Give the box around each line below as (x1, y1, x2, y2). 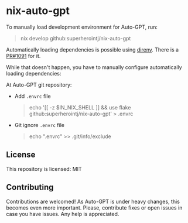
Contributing (6, 183, 54, 193)
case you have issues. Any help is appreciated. (6, 210, 119, 217)
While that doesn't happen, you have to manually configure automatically (6, 63, 183, 71)
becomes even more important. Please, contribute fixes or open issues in (6, 204, 183, 211)
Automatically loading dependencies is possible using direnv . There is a (6, 46, 179, 53)
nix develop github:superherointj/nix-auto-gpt (20, 35, 131, 42)
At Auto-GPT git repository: (6, 81, 72, 88)
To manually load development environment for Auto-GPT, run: (6, 23, 158, 30)
